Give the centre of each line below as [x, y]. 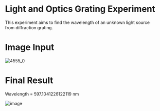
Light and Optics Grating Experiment [80, 9]
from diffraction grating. [29, 27]
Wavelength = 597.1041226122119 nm [42, 94]
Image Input [30, 47]
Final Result [29, 81]
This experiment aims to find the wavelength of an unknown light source [77, 22]
